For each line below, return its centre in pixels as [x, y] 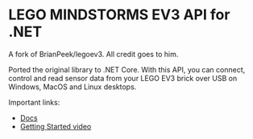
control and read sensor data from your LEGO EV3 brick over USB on [123, 78]
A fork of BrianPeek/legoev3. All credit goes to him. [93, 54]
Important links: [34, 102]
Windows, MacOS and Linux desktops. [73, 87]
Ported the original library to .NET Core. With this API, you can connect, [127, 69]
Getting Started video [56, 126]
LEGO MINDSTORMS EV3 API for [119, 15]
